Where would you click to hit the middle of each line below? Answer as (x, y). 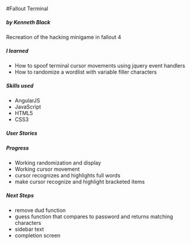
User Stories (22, 133)
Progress (18, 148)
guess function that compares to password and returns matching (94, 217)
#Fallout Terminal (27, 9)
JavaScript (28, 107)
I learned (17, 50)
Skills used (20, 85)
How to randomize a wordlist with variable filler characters (86, 72)
